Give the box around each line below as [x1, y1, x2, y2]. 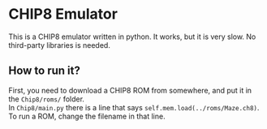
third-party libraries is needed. [8, 40, 111, 49]
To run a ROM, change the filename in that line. [8, 111, 166, 121]
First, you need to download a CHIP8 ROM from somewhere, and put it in [8, 85, 252, 95]
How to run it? [8, 64, 81, 78]
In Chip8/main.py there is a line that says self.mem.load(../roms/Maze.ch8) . [8, 102, 260, 112]
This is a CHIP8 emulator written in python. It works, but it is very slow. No [8, 32, 256, 41]
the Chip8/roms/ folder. [8, 94, 85, 104]
